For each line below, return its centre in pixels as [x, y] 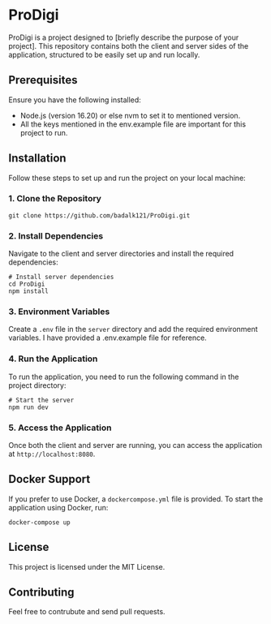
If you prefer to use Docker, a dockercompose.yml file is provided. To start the [136, 499]
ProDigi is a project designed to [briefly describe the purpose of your [124, 37]
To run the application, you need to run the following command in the [124, 377]
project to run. [44, 132]
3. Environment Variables [59, 312]
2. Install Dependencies [56, 235]
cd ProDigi [27, 284]
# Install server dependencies [61, 278]
